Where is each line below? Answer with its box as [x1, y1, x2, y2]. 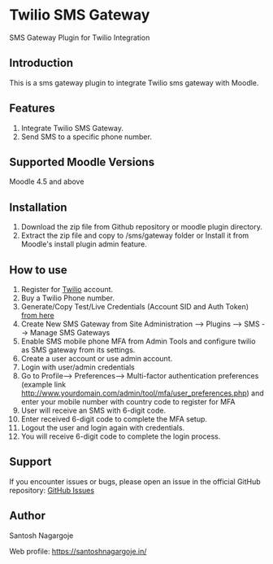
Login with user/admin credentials [20, 362, 135, 372]
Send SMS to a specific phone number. [20, 132, 153, 142]
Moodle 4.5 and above [9, 177, 84, 186]
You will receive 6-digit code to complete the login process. [20, 431, 221, 441]
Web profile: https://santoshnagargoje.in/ [9, 546, 147, 556]
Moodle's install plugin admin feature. [20, 239, 147, 249]
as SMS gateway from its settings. [20, 345, 136, 355]
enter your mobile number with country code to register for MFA [20, 397, 236, 406]
